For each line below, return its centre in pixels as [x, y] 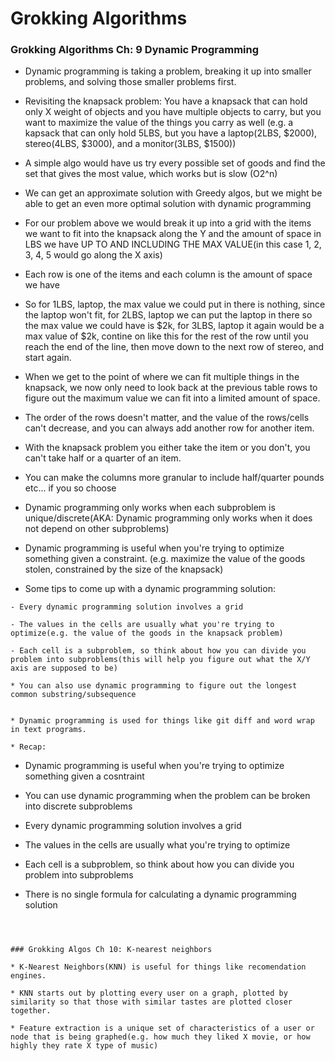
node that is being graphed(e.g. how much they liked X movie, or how [160, 1037]
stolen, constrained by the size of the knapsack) [124, 569]
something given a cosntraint [84, 776]
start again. [48, 358]
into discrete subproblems [78, 806]
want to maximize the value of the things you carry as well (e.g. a [159, 123]
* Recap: [28, 747]
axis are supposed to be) [64, 668]
